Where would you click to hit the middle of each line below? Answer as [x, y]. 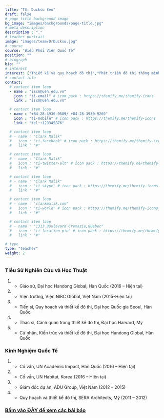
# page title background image [37, 19]
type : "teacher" [21, 249]
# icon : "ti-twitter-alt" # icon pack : [54, 163]
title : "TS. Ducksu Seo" [30, 10]
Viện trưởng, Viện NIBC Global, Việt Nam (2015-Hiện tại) [76, 297]
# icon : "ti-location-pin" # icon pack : [55, 231]
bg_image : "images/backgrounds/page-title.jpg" [54, 23]
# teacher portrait [25, 37]
